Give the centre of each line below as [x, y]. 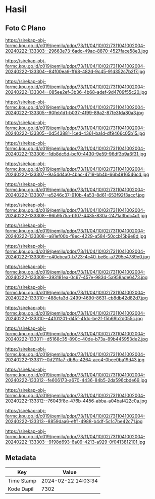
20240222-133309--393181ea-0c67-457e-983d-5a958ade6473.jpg [76, 277]
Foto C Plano [25, 28]
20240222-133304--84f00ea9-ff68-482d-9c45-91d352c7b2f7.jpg [75, 71]
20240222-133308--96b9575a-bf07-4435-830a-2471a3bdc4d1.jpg [76, 216]
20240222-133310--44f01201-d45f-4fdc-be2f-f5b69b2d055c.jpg [74, 318]
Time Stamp [22, 481]
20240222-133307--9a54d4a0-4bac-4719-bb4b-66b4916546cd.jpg [77, 174]
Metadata [21, 458]
